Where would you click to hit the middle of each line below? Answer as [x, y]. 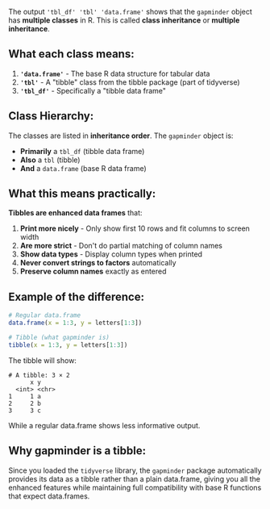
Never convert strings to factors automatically [98, 263]
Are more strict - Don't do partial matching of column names [121, 246]
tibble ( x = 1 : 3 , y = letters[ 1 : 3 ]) [68, 345]
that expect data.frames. [49, 496]
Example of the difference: [77, 296]
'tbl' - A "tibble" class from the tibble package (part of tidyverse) [130, 82]
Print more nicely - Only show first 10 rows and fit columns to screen [135, 228]
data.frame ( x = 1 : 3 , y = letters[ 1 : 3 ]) [75, 323]
